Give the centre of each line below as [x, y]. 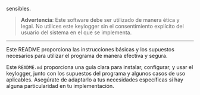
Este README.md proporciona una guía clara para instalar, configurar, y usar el [100, 67]
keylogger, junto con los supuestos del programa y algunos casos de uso [96, 73]
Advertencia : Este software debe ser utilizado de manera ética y [100, 20]
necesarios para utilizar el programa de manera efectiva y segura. [87, 56]
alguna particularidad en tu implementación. [60, 86]
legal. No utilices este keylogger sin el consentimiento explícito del [102, 26]
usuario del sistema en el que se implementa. [76, 32]
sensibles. [19, 9]
